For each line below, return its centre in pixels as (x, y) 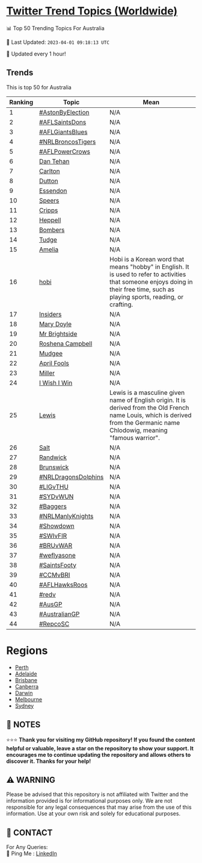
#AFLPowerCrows (64, 151)
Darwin (24, 693)
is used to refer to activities (148, 274)
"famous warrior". (135, 438)
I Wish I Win (56, 383)
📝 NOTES (23, 725)
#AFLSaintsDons (63, 122)
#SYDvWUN (56, 497)
